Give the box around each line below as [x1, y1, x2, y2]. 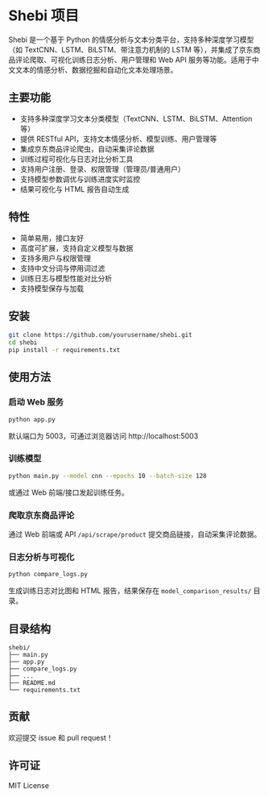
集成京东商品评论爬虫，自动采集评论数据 [19, 143, 155, 153]
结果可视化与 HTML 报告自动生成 [19, 184, 130, 193]
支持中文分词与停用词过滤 [19, 263, 105, 273]
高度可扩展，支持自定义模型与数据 [19, 243, 134, 253]
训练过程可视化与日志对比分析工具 [19, 154, 134, 164]
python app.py [8, 415, 56, 423]
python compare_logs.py [8, 571, 89, 579]
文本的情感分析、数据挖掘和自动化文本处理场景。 [14, 64, 178, 74]
